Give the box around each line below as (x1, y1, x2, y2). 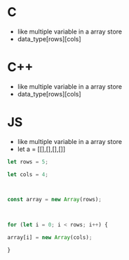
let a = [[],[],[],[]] (17, 145, 66, 153)
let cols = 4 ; (7, 171, 49, 178)
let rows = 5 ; (7, 158, 49, 165)
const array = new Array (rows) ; (7, 196, 102, 203)
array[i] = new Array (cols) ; (7, 234, 93, 241)
